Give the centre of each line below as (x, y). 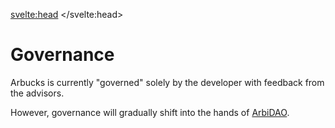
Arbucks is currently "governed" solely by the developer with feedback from (167, 82)
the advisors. (37, 93)
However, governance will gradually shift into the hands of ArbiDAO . (150, 112)
